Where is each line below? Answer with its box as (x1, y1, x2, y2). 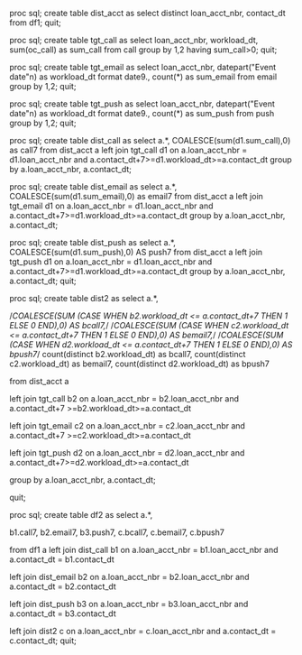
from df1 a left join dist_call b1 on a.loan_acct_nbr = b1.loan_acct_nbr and (9, 545, 279, 555)
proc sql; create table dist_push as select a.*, (9, 237, 176, 247)
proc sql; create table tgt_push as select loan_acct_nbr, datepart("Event (9, 98, 275, 109)
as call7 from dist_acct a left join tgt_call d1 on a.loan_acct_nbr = (9, 144, 248, 155)
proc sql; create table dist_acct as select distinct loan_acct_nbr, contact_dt (9, 8, 286, 18)
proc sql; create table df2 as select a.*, (9, 510, 153, 520)
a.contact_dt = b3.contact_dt (9, 608, 116, 619)
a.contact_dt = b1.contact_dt (9, 554, 114, 565)
